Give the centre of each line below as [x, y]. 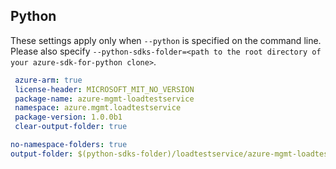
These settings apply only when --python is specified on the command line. [166, 40]
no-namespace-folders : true [69, 145]
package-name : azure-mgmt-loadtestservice [104, 99]
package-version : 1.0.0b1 [68, 117]
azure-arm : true [48, 80]
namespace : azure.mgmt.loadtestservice [98, 108]
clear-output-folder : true [71, 127]
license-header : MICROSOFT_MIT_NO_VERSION [104, 89]
